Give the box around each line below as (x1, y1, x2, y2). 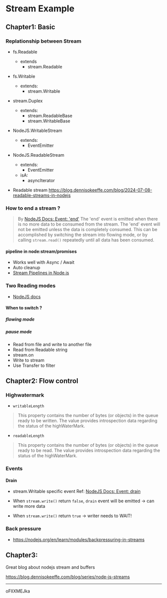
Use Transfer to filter (12, 362, 56, 368)
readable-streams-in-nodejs (12, 192, 71, 198)
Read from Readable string (12, 347, 68, 353)
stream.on (12, 352, 34, 358)
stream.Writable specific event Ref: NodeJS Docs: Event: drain (12, 488, 141, 494)
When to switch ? (5, 305, 43, 311)
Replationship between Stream (5, 38, 82, 45)
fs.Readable (12, 49, 38, 55)
